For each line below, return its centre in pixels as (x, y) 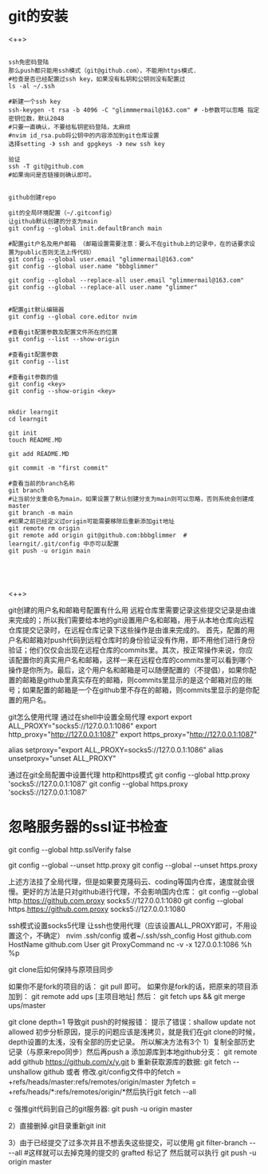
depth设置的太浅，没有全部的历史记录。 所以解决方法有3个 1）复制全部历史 (132, 1041)
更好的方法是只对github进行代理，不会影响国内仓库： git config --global (140, 891)
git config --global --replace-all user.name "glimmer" (103, 287)
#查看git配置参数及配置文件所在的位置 (63, 332)
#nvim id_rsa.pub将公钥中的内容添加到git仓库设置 (84, 135)
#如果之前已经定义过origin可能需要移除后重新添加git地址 (92, 521)
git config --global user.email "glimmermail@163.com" (101, 259)
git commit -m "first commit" (59, 468)
